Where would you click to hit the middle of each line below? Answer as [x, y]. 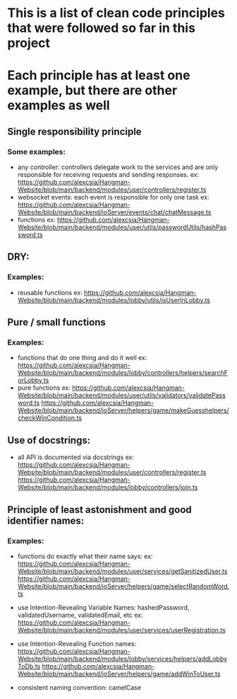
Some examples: [36, 151]
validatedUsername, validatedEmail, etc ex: [80, 615]
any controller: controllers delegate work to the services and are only [118, 167]
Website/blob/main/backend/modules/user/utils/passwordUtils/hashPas [122, 227]
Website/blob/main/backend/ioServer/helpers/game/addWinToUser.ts [119, 674]
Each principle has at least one [99, 75]
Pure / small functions [56, 322]
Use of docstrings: [49, 440]
